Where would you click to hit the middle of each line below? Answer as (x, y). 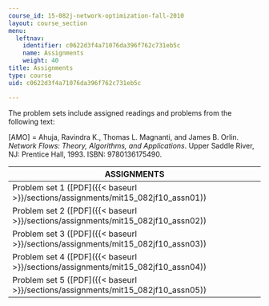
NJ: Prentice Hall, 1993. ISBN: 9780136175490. (85, 154)
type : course (30, 75)
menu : (17, 31)
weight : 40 (41, 61)
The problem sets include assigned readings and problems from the (120, 112)
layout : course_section (48, 23)
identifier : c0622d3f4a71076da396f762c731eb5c (102, 46)
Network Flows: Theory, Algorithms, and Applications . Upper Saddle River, (131, 145)
